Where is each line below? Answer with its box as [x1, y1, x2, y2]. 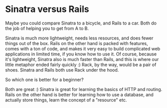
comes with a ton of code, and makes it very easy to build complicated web [5, 45, 161, 51]
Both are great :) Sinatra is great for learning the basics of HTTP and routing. [5, 86, 163, 92]
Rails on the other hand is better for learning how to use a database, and [5, 91, 154, 97]
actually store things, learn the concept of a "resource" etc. [5, 96, 127, 103]
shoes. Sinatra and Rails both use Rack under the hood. [5, 66, 119, 73]
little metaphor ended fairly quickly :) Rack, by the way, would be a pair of [5, 61, 157, 67]
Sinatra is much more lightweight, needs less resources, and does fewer [5, 35, 154, 41]
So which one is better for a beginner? [5, 76, 84, 82]
